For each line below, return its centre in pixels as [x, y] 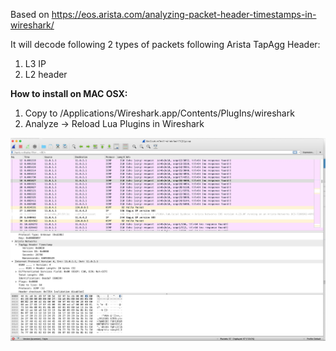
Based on [30, 14]
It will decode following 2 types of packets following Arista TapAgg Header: [165, 44]
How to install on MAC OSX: [69, 93]
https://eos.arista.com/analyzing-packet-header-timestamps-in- [184, 14]
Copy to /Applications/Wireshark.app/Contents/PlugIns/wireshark [159, 113]
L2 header [46, 74]
